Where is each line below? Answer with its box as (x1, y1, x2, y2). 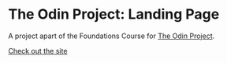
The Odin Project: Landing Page (8, 5, 220, 23)
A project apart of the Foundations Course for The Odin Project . (8, 31, 215, 40)
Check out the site (8, 46, 68, 55)
